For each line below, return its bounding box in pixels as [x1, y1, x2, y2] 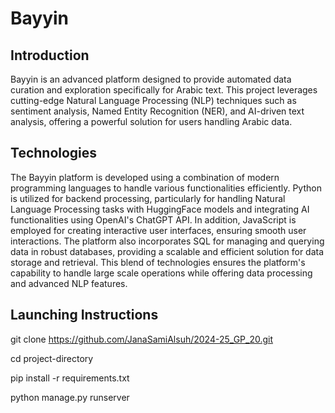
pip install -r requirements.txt [10, 372, 130, 384]
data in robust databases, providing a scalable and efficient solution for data [10, 245, 325, 257]
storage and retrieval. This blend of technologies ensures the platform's [10, 256, 306, 268]
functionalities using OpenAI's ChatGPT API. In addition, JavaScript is [10, 213, 297, 226]
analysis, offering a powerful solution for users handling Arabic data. [10, 116, 293, 127]
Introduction [10, 47, 90, 64]
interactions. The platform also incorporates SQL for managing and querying [10, 235, 325, 247]
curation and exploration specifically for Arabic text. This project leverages [10, 84, 318, 96]
